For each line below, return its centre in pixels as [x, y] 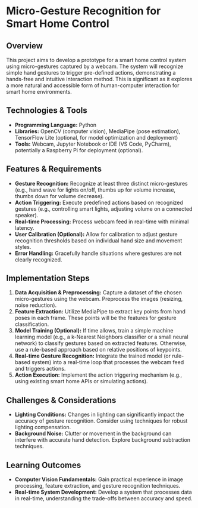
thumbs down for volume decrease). [59, 196]
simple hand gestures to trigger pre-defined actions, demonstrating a [91, 73]
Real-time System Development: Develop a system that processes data [103, 492]
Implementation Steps [48, 278]
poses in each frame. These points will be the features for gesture [95, 318]
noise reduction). [36, 305]
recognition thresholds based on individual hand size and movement [98, 241]
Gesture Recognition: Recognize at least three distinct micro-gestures [101, 183]
